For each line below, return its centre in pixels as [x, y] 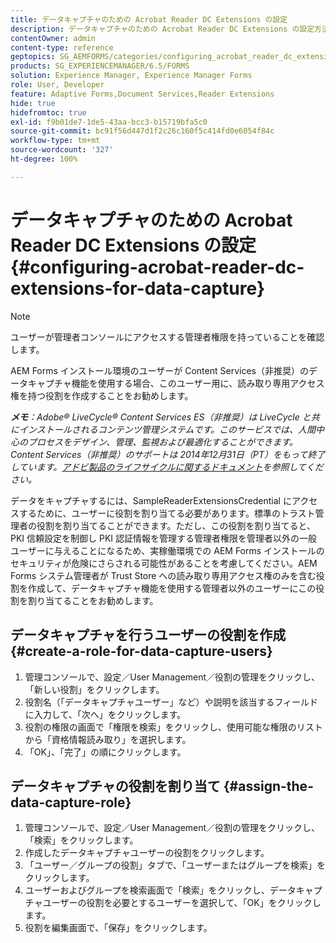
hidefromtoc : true [48, 112]
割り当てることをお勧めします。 [93, 600]
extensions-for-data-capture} [138, 288]
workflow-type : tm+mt [55, 141]
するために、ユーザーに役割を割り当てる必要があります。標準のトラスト [167, 513]
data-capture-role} [71, 802]
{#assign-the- [268, 786]
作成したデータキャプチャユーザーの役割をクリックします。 [147, 853]
